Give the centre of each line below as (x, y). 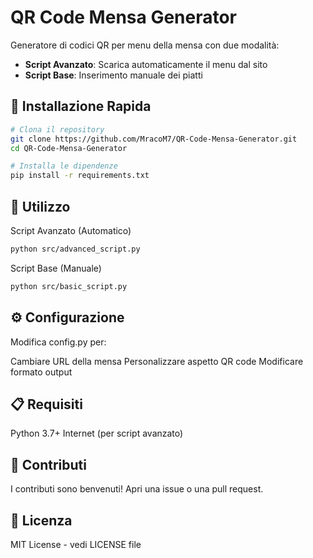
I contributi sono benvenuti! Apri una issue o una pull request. (137, 489)
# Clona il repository (57, 129)
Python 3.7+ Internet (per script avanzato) (97, 433)
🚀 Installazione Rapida (81, 106)
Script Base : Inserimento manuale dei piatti (113, 75)
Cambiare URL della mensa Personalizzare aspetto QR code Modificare (157, 361)
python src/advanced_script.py (75, 249)
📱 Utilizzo (40, 206)
